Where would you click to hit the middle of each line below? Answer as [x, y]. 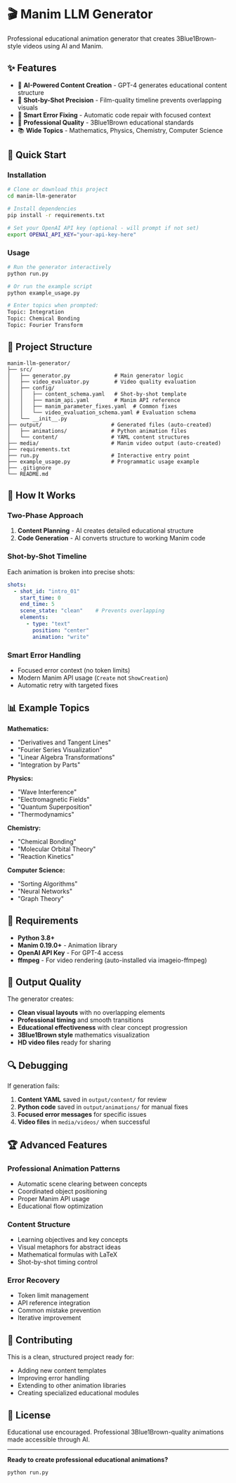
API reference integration [54, 1303]
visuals [28, 108]
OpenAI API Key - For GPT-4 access [71, 952]
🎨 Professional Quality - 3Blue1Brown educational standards [106, 122]
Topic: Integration [36, 312]
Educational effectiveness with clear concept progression [103, 1028]
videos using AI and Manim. [63, 46]
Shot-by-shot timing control [58, 1262]
